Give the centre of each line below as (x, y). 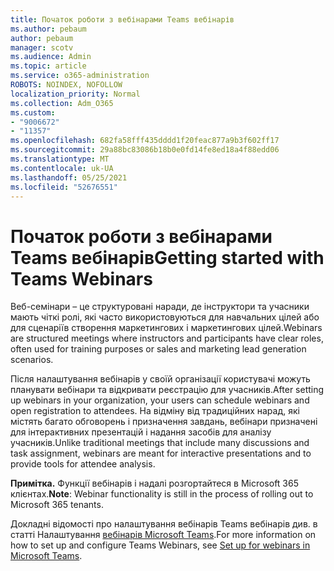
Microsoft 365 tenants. (57, 505)
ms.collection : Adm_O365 (62, 103)
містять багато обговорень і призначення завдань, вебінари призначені (164, 422)
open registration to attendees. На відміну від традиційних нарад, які (155, 411)
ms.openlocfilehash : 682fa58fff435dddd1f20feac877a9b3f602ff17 (145, 141)
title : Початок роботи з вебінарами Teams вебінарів (122, 19)
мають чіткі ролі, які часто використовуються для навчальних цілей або (165, 317)
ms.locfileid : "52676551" (64, 187)
